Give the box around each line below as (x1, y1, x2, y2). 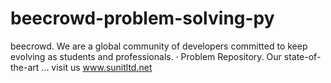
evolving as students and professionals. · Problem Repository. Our (10, 50, 282, 62)
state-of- (283, 50, 322, 62)
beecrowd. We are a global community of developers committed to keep (10, 40, 308, 52)
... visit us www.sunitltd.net (41, 61, 153, 73)
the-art (10, 61, 40, 73)
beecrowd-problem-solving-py (10, 7, 275, 30)
